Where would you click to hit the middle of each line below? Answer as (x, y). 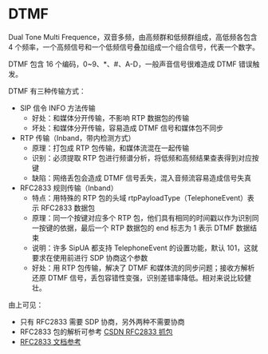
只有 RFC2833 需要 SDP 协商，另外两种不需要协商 (102, 321)
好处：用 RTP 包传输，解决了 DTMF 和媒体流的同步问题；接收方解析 (143, 268)
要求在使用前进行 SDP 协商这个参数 (90, 257)
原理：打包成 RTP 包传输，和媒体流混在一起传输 (110, 148)
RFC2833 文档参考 (50, 341)
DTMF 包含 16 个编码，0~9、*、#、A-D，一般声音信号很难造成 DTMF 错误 (130, 64)
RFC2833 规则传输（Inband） (69, 188)
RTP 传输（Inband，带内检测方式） (77, 137)
